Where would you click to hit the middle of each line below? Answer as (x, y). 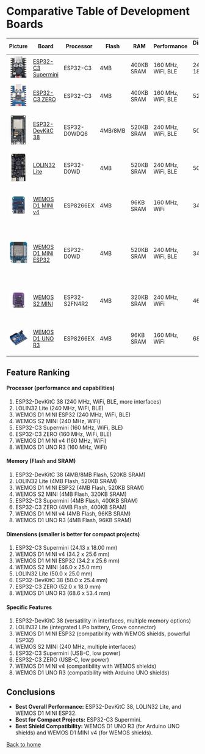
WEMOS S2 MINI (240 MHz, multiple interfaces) (75, 647)
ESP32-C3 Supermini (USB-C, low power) (68, 653)
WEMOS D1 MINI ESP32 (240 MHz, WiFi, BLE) (73, 415)
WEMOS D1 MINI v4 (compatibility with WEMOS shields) (86, 666)
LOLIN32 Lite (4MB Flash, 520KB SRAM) (66, 481)
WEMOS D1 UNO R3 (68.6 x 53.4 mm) (63, 593)
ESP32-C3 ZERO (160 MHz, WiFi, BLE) (63, 434)
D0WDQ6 (76, 134)
